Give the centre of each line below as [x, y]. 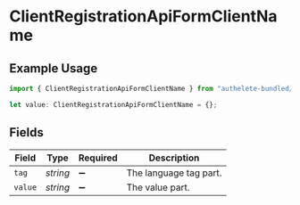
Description [174, 158]
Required [98, 158]
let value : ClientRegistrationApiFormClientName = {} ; [113, 104]
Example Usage [54, 68]
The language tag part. [174, 173]
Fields [27, 132]
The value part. [158, 187]
